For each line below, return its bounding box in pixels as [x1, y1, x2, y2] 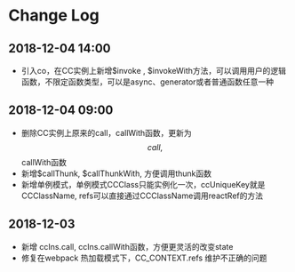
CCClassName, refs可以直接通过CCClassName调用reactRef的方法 [20, 190, 264, 201]
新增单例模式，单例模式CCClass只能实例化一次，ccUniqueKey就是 [20, 179, 266, 189]
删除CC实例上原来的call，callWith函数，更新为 [20, 127, 192, 138]
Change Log [8, 5, 100, 26]
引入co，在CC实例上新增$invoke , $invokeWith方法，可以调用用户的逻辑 [20, 66, 286, 76]
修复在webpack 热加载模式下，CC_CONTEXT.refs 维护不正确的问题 [20, 252, 267, 263]
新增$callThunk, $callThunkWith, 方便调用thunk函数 [20, 168, 212, 179]
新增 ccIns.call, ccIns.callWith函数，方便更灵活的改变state [20, 241, 234, 252]
